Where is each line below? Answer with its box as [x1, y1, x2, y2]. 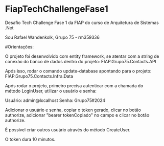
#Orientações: [5, 44, 34, 49]
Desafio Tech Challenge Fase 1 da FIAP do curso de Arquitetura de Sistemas [5, 20, 159, 25]
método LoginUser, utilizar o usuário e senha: [5, 88, 97, 94]
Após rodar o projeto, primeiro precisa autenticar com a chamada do [5, 82, 143, 89]
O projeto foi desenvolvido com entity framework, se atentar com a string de [5, 53, 159, 59]
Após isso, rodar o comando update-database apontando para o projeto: [5, 68, 152, 74]
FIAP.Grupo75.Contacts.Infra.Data [5, 73, 73, 79]
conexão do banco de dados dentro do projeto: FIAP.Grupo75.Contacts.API [5, 58, 157, 64]
